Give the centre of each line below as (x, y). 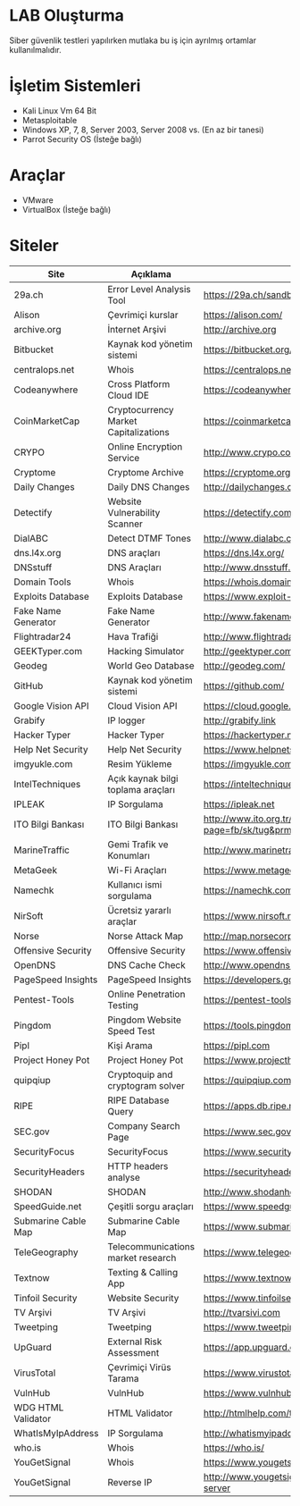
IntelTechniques (47, 784)
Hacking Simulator (146, 651)
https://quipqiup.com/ (249, 1080)
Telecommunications (150, 1246)
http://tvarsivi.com (242, 1312)
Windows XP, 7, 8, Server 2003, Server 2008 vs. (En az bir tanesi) (143, 130)
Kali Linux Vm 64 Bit (59, 110)
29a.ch (29, 294)
